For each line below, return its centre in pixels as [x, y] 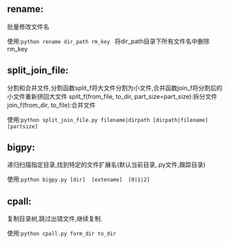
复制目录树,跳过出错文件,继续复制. [55, 219]
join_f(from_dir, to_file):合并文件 [51, 105]
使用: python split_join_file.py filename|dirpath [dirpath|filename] [108, 119]
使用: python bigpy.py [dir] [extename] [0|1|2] [79, 180]
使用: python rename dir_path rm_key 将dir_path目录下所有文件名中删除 [109, 41]
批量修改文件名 [28, 26]
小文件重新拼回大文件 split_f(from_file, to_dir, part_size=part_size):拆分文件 [112, 96]
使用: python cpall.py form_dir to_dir [62, 233]
